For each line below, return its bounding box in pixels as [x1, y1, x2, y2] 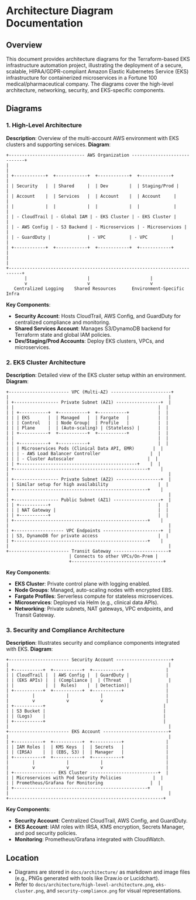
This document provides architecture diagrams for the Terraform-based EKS [6, 56, 190, 62]
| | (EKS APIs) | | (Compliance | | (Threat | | [6, 678, 171, 684]
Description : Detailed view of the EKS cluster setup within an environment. [6, 371, 187, 378]
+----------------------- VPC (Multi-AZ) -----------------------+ [6, 389, 174, 395]
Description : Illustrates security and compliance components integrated [6, 640, 180, 647]
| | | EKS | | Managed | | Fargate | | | [6, 415, 169, 421]
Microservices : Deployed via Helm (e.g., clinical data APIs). [14, 598, 159, 605]
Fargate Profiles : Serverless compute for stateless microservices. [14, 593, 174, 600]
